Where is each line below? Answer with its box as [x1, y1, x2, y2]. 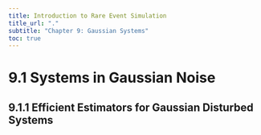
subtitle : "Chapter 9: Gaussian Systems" [8, 27, 149, 35]
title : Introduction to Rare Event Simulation [8, 11, 167, 20]
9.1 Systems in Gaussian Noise [8, 69, 216, 87]
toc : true [8, 34, 42, 43]
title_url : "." [8, 19, 59, 27]
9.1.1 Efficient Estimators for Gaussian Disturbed [8, 100, 255, 114]
